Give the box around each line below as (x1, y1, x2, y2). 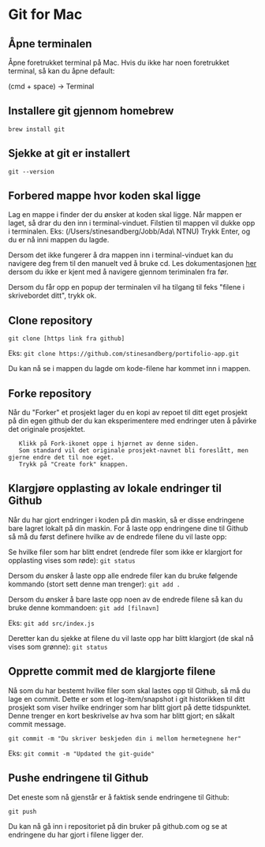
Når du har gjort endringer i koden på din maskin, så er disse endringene (8, 515, 244, 524)
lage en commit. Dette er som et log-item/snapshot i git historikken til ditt (8, 694, 245, 703)
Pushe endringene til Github (8, 771, 149, 785)
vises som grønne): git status (8, 642, 108, 651)
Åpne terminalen (8, 37, 92, 51)
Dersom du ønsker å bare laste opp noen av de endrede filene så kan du (8, 594, 243, 604)
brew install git (8, 125, 65, 133)
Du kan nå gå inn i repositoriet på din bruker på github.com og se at (8, 821, 228, 830)
